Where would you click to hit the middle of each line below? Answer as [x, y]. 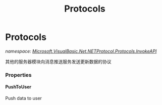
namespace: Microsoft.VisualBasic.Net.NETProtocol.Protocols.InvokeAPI [81, 51]
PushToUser [18, 87]
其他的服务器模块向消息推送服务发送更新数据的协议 [58, 62]
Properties [18, 75]
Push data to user [23, 98]
